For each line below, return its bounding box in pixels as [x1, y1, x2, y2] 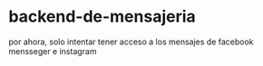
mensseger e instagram [8, 45, 97, 56]
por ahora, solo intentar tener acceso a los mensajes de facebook [8, 36, 255, 47]
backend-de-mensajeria [8, 6, 196, 27]
